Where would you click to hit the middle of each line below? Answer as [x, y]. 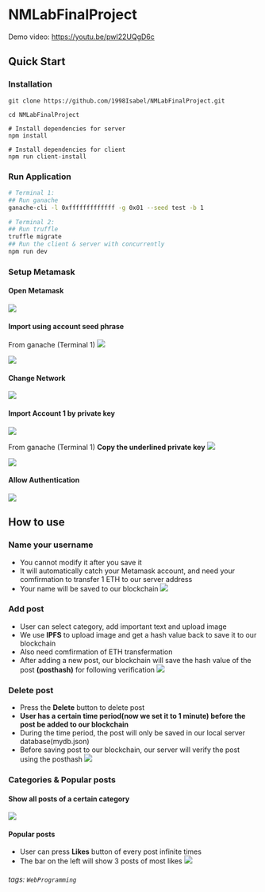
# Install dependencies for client [67, 149]
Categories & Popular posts [62, 780]
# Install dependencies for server [67, 129]
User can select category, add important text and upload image [123, 626]
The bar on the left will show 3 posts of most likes [101, 861]
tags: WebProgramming [42, 879]
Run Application [40, 176]
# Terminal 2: [32, 222]
